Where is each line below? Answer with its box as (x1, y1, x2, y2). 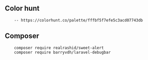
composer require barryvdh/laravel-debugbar (14, 50, 111, 55)
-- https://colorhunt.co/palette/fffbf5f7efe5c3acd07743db (14, 17, 143, 23)
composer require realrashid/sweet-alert (14, 45, 104, 50)
